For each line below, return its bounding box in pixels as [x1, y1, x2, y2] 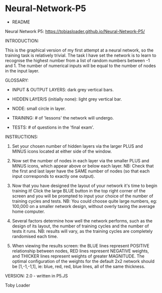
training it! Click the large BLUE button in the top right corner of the [12, 188, 146, 193]
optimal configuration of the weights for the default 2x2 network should [12, 258, 155, 264]
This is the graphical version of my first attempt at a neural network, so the [5, 47, 154, 53]
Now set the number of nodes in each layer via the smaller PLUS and [12, 157, 149, 163]
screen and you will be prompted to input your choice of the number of [12, 193, 154, 199]
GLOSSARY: [5, 77, 29, 83]
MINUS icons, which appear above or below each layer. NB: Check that [12, 163, 154, 169]
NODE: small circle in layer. [12, 105, 66, 111]
